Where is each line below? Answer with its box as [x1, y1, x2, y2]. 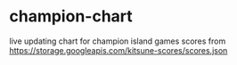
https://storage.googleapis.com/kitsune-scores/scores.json [9, 45, 228, 55]
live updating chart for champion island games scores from [9, 36, 226, 46]
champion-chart [9, 6, 134, 27]
